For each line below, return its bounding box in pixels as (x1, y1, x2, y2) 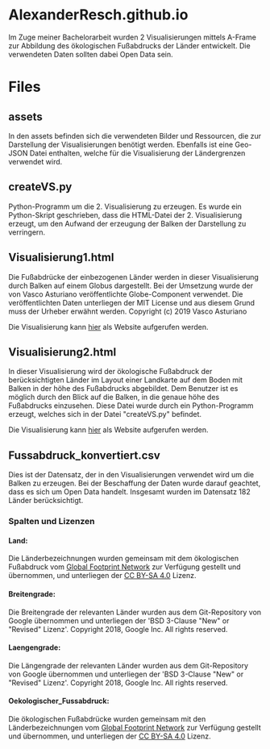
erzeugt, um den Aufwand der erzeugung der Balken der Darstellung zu (8, 218, 247, 228)
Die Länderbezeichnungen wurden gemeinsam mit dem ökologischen (8, 554, 239, 564)
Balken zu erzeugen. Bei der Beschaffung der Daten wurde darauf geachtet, (8, 478, 261, 489)
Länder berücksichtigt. (8, 496, 84, 506)
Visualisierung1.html (8, 251, 114, 264)
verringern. (8, 227, 46, 237)
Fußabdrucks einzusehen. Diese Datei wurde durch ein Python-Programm (8, 401, 254, 410)
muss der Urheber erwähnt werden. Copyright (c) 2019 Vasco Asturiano (8, 306, 247, 316)
